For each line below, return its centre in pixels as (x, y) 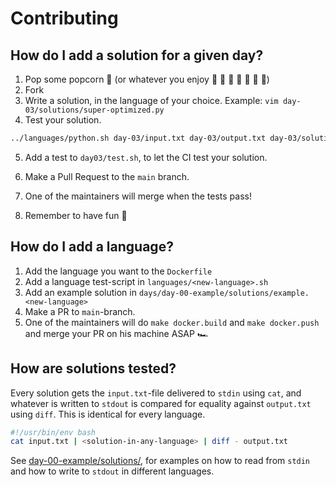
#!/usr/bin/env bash (53, 432)
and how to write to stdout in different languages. (112, 471)
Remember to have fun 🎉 (76, 215)
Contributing (64, 18)
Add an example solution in (80, 292)
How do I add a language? (92, 247)
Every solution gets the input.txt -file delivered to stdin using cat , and (156, 393)
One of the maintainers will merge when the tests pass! (138, 196)
